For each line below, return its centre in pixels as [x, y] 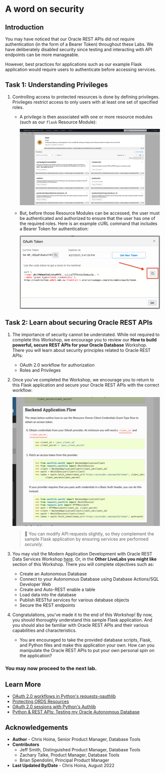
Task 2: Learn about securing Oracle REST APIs [79, 323]
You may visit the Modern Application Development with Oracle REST [82, 554]
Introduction [25, 27]
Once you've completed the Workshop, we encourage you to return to [83, 379]
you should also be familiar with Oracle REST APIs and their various [80, 625]
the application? [36, 656]
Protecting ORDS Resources [41, 702]
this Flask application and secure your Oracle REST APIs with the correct [86, 385]
